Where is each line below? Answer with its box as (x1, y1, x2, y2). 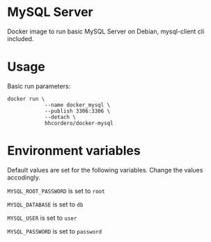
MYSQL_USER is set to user (7, 213, 77, 222)
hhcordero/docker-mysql (44, 120, 114, 127)
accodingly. (7, 173, 40, 181)
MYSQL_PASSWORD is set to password (7, 227, 102, 235)
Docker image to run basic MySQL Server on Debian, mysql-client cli (7, 27, 205, 35)
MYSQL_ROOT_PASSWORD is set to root (7, 186, 106, 195)
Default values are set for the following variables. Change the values (7, 166, 203, 174)
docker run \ (7, 95, 45, 102)
